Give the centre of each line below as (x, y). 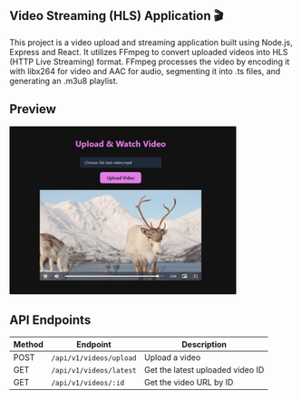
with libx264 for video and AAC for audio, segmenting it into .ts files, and (145, 71)
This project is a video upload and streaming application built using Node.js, (151, 42)
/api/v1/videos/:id (88, 384)
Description (204, 344)
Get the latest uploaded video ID (204, 370)
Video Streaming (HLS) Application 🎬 (117, 16)
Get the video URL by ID (189, 383)
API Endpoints (50, 320)
